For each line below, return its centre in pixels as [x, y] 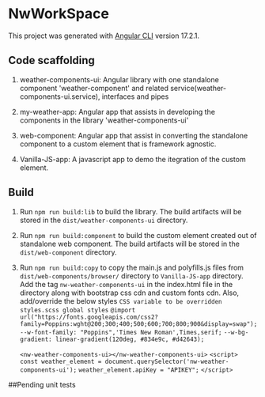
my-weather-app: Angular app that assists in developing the [117, 112]
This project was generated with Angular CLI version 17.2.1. [104, 36]
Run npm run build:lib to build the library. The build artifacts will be [131, 211]
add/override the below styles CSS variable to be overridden [121, 301]
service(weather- [198, 88]
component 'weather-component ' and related [94, 88]
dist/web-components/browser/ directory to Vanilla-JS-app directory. [131, 276]
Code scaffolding [51, 60]
